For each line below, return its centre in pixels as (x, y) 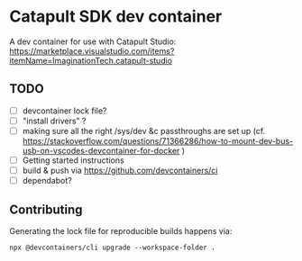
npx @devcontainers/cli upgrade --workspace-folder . (113, 247)
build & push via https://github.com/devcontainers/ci (120, 170)
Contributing (46, 209)
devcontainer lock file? (64, 111)
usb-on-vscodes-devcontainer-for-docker (101, 150)
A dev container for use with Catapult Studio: (93, 41)
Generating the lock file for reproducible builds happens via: (121, 230)
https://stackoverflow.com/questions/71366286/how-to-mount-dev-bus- (158, 140)
